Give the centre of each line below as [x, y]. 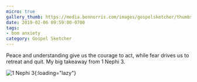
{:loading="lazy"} [55, 73]
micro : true [21, 11]
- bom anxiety [23, 33]
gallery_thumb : [25, 17]
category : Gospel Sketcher [39, 39]
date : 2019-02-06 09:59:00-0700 [45, 22]
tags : [13, 28]
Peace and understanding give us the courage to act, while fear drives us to [98, 55]
